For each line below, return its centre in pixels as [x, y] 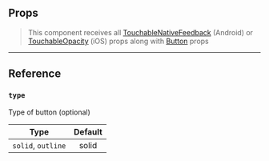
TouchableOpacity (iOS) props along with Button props [118, 41]
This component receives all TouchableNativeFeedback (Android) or [141, 32]
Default [88, 131]
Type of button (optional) [49, 112]
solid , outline [39, 145]
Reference [35, 74]
